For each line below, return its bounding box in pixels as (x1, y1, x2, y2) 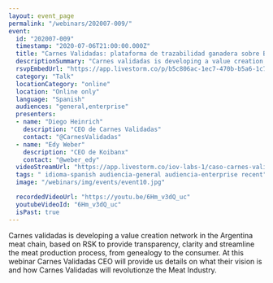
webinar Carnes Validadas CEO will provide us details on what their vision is (8, 256, 262, 266)
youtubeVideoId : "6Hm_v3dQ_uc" (15, 200, 122, 208)
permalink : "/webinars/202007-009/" (8, 20, 132, 28)
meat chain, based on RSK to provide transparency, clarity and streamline (8, 239, 255, 249)
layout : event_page (8, 11, 75, 20)
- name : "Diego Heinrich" (15, 118, 104, 126)
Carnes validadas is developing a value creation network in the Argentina (8, 230, 253, 240)
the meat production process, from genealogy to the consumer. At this (8, 247, 244, 257)
